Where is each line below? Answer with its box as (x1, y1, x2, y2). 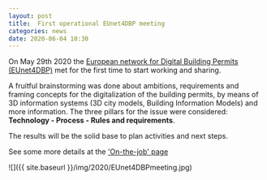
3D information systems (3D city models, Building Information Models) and (8, 98, 258, 108)
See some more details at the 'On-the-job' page (8, 147, 169, 156)
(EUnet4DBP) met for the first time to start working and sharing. (8, 66, 222, 75)
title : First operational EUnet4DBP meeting (8, 19, 165, 28)
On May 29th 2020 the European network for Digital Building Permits (8, 57, 239, 66)
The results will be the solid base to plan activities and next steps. (8, 131, 229, 141)
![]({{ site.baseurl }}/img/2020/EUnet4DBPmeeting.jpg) (8, 163, 192, 173)
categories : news (8, 27, 67, 35)
